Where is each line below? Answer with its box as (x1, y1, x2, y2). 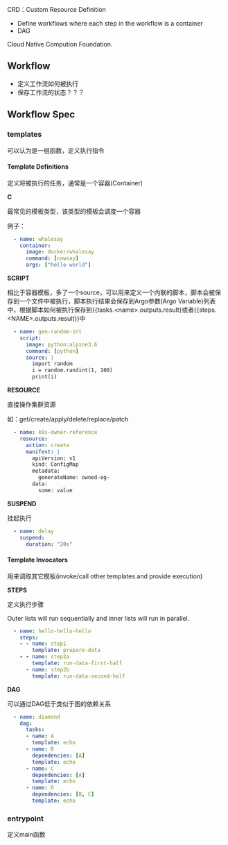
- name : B (25, 746, 54, 753)
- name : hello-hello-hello (13, 627, 91, 635)
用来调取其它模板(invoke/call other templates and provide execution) (7, 571, 203, 580)
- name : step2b (25, 666, 70, 673)
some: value (37, 487, 73, 494)
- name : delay (13, 528, 54, 535)
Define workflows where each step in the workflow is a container (17, 19, 203, 27)
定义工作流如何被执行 (17, 79, 78, 87)
